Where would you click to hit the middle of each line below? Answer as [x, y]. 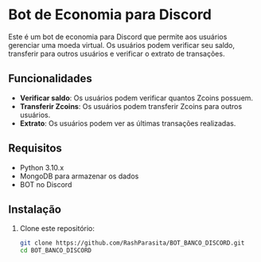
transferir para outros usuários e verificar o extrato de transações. [117, 53]
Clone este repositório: [57, 229]
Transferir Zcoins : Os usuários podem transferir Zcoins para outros [131, 106]
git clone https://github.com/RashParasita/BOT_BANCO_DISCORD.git [132, 243]
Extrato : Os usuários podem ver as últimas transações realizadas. [128, 123]
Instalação [35, 209]
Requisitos [35, 149]
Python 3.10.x [42, 167]
